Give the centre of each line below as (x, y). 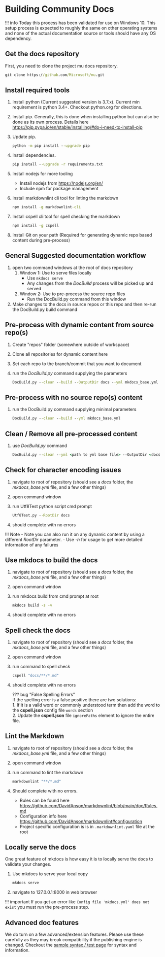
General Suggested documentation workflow (76, 256)
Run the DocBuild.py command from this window (77, 299)
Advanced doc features (42, 923)
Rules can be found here (45, 800)
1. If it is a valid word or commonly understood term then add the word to (86, 705)
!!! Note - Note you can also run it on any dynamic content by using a (75, 534)
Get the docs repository (42, 54)
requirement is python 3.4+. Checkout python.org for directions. (77, 107)
